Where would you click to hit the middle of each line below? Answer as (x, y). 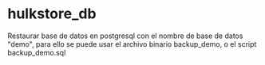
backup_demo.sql (37, 52)
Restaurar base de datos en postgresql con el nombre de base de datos (125, 36)
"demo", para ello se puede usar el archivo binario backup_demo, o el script (132, 44)
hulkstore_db (52, 14)
